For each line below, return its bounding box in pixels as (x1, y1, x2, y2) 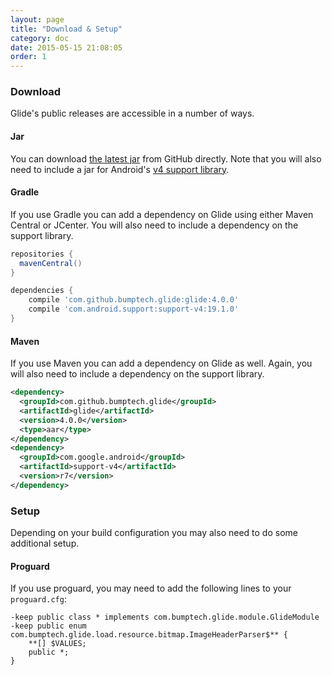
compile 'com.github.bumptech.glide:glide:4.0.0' (28, 295, 240, 305)
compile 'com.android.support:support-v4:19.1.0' (28, 304, 240, 315)
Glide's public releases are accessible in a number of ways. (10, 107, 255, 120)
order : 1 (10, 52, 47, 62)
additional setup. (10, 537, 80, 550)
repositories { (10, 249, 74, 259)
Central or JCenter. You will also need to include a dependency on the (10, 219, 299, 231)
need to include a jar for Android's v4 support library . (10, 163, 230, 175)
